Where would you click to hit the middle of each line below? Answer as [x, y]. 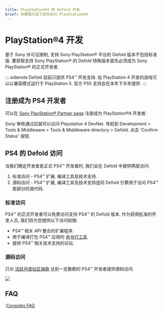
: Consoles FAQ [20, 306]
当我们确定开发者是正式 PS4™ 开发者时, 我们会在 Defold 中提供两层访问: [77, 166]
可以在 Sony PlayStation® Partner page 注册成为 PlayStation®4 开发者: [76, 113]
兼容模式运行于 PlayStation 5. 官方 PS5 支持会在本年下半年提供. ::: [80, 84]
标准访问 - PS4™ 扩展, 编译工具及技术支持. [54, 176]
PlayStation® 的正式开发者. [32, 67]
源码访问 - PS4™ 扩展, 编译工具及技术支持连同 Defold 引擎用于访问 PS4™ [85, 183]
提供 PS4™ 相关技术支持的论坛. [43, 243]
